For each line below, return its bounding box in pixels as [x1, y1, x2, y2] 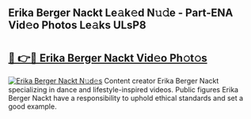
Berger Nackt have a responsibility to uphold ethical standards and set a [8, 94, 244, 102]
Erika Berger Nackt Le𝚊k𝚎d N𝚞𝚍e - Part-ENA [8, 6, 234, 20]
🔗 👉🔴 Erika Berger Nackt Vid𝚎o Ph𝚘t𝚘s [8, 51, 207, 65]
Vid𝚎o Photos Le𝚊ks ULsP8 [8, 19, 146, 32]
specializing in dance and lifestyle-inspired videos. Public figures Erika [8, 85, 239, 94]
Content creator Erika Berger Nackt [104, 76, 219, 85]
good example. [8, 102, 57, 111]
